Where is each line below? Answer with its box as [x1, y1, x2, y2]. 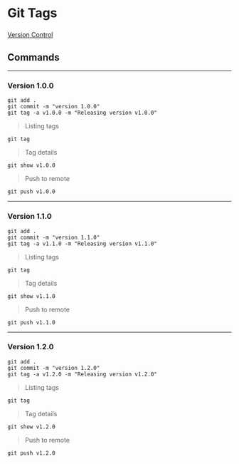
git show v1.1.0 [7, 292, 55, 300]
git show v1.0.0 [7, 162, 55, 169]
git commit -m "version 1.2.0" [7, 364, 100, 371]
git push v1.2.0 [7, 449, 55, 457]
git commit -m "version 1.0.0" [7, 103, 100, 110]
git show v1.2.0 [7, 423, 55, 431]
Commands [7, 51, 60, 63]
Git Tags [7, 5, 58, 21]
